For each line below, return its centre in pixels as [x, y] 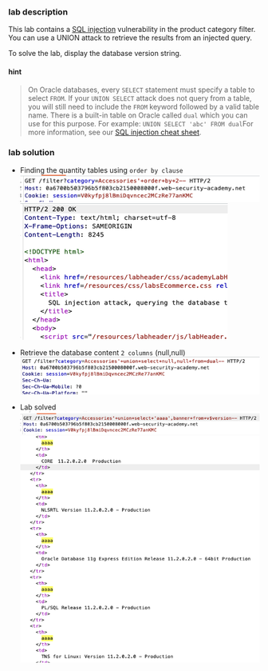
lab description [38, 12]
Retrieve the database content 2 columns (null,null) [102, 353]
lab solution [32, 153]
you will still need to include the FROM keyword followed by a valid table [143, 106]
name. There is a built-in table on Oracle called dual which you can [138, 115]
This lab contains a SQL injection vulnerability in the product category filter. [132, 30]
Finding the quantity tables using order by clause [101, 170]
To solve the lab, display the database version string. [95, 54]
